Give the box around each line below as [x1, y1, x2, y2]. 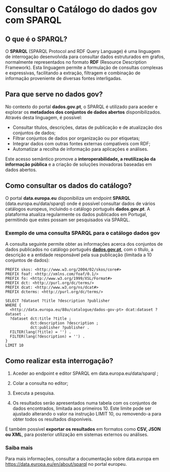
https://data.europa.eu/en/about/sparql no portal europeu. [5, 461, 127, 467]
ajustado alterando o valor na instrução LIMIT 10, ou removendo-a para [12, 410, 161, 416]
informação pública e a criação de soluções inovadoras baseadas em [5, 161, 152, 167]
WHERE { [5, 302, 22, 308]
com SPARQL [5, 14, 62, 26]
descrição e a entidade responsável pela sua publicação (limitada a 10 [5, 251, 152, 258]
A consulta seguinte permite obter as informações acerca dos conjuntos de [5, 241, 163, 247]
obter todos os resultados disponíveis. [12, 416, 93, 422]
